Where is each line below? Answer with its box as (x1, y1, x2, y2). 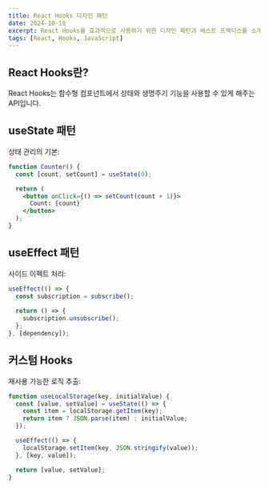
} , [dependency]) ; (8, 329, 70, 337)
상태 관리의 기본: (8, 146, 60, 156)
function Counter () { (8, 162, 81, 170)
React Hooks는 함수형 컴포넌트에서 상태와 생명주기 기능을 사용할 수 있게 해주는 (8, 89, 255, 98)
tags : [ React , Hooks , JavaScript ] (8, 34, 124, 42)
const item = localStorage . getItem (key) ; (22, 407, 163, 415)
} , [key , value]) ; (15, 451, 78, 459)
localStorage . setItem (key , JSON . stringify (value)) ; (22, 443, 199, 452)
